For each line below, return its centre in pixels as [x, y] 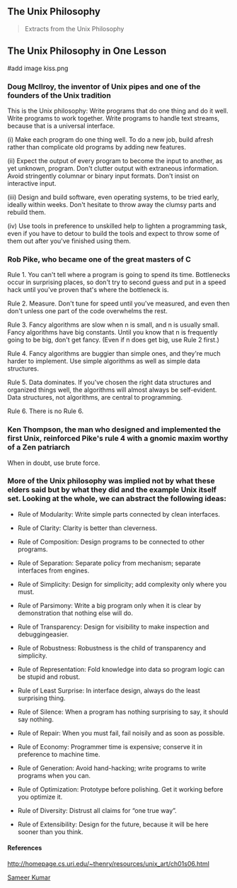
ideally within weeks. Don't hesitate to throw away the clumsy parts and [112, 204]
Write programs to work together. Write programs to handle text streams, [114, 118]
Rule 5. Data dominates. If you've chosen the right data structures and [109, 383]
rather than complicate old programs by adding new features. [97, 147]
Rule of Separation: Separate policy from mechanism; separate [109, 563]
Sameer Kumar [29, 877]
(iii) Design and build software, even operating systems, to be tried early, [113, 197]
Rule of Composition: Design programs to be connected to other [111, 541]
